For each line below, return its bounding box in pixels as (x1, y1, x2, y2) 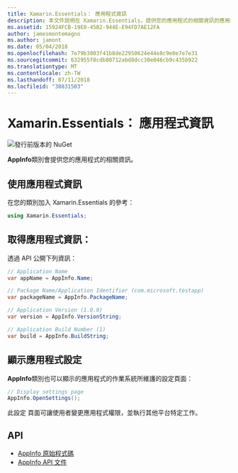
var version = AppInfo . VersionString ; (7, 313, 122, 321)
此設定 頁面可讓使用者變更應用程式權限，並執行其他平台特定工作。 (7, 409, 202, 417)
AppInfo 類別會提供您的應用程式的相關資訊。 (7, 155, 137, 164)
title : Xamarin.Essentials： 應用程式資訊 (7, 10, 127, 18)
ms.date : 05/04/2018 (7, 43, 69, 50)
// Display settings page (7, 388, 84, 395)
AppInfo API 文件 (17, 458, 67, 467)
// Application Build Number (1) (7, 326, 106, 333)
